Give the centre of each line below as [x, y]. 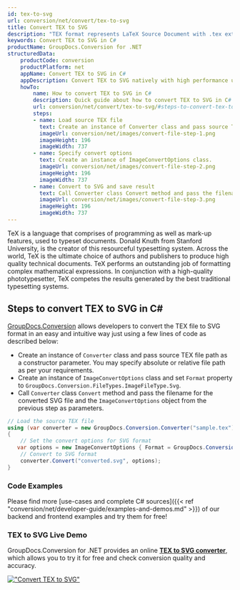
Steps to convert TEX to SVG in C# [85, 309]
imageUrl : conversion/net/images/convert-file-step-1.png [127, 133]
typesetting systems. [38, 286]
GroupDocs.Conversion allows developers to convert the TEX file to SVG [114, 326]
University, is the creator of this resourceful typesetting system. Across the [118, 248]
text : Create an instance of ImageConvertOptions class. [126, 160]
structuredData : [31, 54]
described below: [33, 341]
